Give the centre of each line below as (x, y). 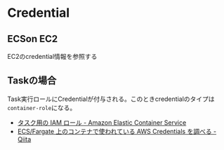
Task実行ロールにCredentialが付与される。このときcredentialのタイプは (111, 99)
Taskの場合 (32, 81)
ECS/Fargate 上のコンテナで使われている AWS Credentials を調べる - (117, 131)
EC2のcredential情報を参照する (52, 56)
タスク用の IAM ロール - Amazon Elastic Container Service (102, 122)
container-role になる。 (42, 107)
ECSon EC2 (33, 39)
